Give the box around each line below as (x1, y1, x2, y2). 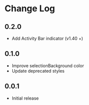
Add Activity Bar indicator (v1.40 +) (11, 35, 83, 41)
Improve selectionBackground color (11, 62, 84, 69)
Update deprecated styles (11, 68, 65, 74)
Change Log (4, 3, 55, 14)
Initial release (11, 95, 39, 101)
